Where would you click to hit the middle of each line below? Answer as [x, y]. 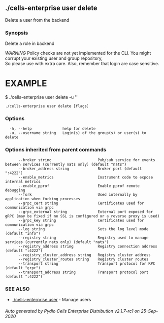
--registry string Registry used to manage [83, 238]
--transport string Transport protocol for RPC [86, 263]
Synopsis [16, 33]
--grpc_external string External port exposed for [85, 212]
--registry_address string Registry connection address [88, 246]
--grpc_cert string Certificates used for [81, 203]
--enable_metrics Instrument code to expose [85, 177]
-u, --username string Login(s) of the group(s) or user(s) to [78, 133]
